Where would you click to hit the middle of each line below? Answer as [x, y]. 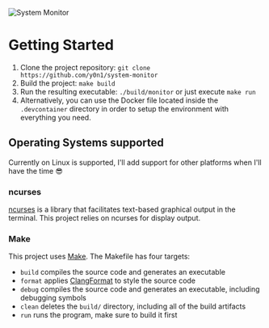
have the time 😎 [36, 170]
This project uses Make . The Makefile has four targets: [99, 257]
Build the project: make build [67, 83]
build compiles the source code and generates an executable [123, 272]
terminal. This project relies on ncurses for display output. [104, 218]
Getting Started [61, 45]
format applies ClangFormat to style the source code [108, 281]
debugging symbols [53, 298]
